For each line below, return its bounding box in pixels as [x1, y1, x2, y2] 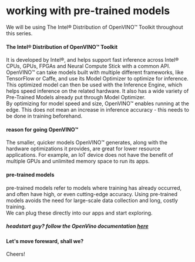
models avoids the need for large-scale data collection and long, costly [6, 197, 178, 204]
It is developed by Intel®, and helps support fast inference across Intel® [6, 56, 179, 63]
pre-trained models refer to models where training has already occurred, [6, 184, 182, 192]
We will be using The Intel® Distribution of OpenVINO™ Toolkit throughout [6, 23, 183, 31]
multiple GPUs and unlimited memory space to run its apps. [6, 157, 150, 165]
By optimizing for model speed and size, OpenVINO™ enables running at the [6, 100, 190, 107]
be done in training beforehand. [6, 113, 83, 120]
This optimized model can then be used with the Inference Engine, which [6, 81, 183, 89]
